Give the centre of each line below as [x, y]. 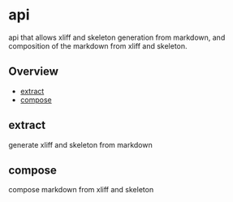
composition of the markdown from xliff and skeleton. [98, 45]
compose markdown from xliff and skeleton [81, 190]
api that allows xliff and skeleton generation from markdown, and [117, 37]
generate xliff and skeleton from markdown [80, 144]
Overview [34, 72]
